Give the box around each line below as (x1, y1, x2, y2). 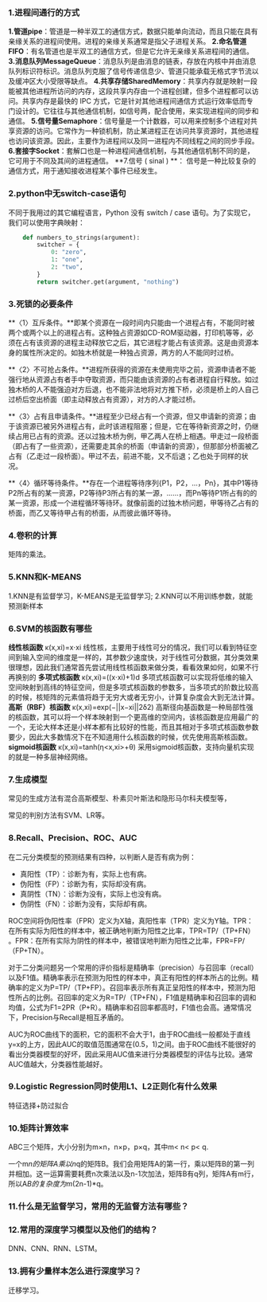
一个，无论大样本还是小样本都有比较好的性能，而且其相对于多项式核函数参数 (8, 722, 259, 731)
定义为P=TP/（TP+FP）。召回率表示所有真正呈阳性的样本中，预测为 (29, 982, 249, 992)
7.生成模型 (8, 774, 48, 785)
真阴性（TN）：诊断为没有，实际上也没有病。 (19, 888, 166, 898)
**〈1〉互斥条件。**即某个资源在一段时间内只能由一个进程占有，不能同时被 (8, 318, 255, 327)
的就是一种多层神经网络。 (8, 751, 92, 762)
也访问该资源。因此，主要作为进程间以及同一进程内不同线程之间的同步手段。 (8, 136, 259, 146)
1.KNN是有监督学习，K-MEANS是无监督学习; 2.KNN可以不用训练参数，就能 (8, 591, 253, 601)
